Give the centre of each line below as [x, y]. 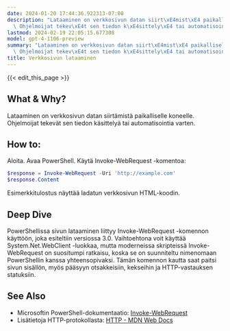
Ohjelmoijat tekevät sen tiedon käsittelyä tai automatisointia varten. [101, 123]
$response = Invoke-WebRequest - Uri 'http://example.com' [91, 173]
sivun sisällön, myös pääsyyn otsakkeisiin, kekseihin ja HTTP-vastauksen [110, 267]
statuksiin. [22, 274]
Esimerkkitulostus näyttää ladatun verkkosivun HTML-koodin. [93, 193]
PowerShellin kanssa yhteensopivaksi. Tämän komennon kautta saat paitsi [112, 260]
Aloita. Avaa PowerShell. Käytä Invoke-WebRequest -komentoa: [97, 161]
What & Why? [37, 99]
